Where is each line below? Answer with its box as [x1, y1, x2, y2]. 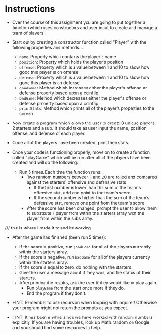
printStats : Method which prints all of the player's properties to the [19, 106, 155, 111]
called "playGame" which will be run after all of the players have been [12, 154, 151, 160]
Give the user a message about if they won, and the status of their [19, 269, 151, 275]
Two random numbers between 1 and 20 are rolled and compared [26, 174, 157, 180]
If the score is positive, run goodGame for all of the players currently [19, 244, 151, 249]
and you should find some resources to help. [12, 324, 102, 330]
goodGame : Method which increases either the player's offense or [19, 85, 147, 90]
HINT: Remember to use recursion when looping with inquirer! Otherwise [12, 300, 157, 305]
